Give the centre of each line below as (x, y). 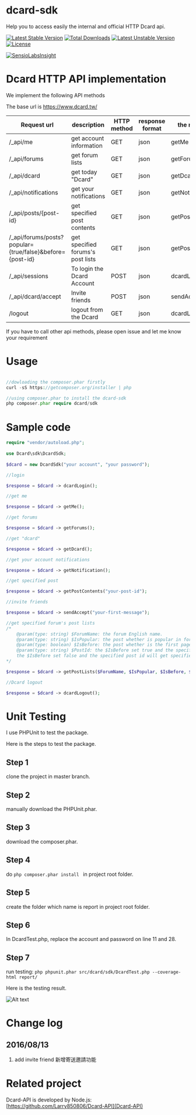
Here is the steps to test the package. (51, 744)
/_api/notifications (34, 192)
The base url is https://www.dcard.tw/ (52, 107)
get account (87, 138)
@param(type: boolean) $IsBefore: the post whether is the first (98, 645)
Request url (37, 125)
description (88, 125)
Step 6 (18, 925)
